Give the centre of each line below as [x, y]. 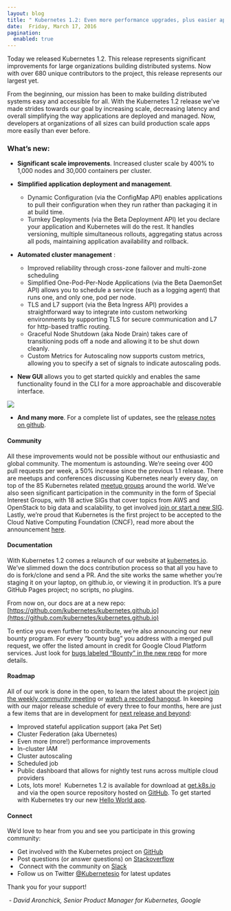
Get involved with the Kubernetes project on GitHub [90, 852]
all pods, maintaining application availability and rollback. [108, 241]
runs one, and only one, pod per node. [81, 298]
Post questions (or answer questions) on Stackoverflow [96, 859]
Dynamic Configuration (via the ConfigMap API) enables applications [125, 198]
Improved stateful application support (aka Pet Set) [89, 727]
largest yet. [23, 81]
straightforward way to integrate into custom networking [107, 312]
